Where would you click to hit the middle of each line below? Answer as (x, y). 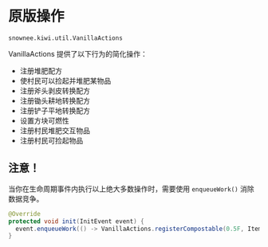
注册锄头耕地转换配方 (55, 100)
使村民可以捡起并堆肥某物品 (65, 80)
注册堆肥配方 (41, 71)
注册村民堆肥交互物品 (55, 130)
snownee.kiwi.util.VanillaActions (66, 38)
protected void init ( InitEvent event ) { (77, 221)
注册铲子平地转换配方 (55, 110)
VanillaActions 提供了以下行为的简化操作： (78, 53)
